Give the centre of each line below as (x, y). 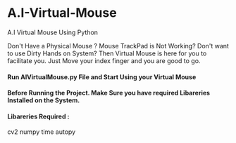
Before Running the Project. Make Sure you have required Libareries (108, 93)
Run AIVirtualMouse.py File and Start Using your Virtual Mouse (102, 77)
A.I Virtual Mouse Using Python (53, 32)
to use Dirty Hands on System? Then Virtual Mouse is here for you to (107, 53)
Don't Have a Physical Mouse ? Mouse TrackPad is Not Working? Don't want (118, 46)
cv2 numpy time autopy (42, 132)
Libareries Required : (38, 116)
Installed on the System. (44, 100)
